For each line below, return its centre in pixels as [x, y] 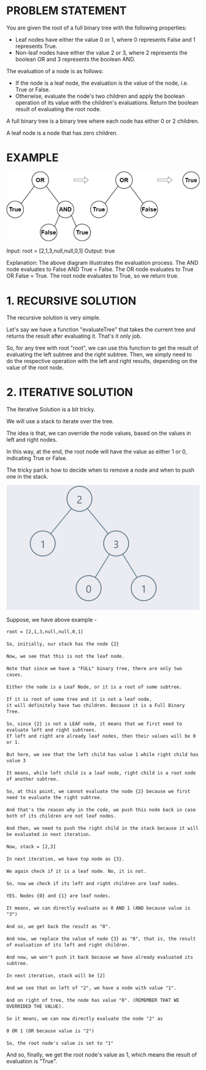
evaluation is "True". [32, 1061]
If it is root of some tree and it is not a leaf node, [79, 699]
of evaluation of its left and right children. [68, 945]
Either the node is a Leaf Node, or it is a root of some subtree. [94, 687]
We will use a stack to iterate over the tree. [60, 421]
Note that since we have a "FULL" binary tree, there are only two [94, 668]
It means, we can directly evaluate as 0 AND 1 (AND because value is [98, 908]
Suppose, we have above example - [51, 619]
